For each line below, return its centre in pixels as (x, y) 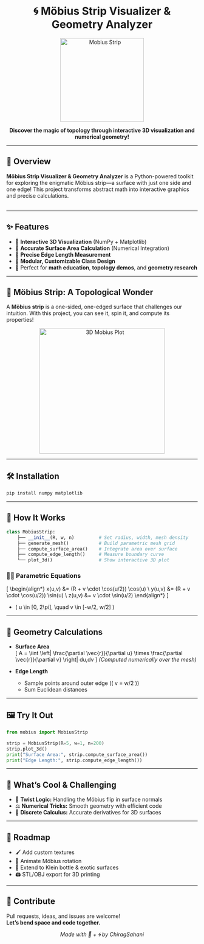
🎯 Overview (29, 161)
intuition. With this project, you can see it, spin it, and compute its (88, 313)
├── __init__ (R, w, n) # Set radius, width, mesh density (103, 537)
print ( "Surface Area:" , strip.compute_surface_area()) (77, 755)
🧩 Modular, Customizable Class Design (65, 261)
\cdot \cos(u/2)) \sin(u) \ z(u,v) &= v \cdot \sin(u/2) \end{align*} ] (87, 595)
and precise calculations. (38, 195)
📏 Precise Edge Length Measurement (63, 254)
